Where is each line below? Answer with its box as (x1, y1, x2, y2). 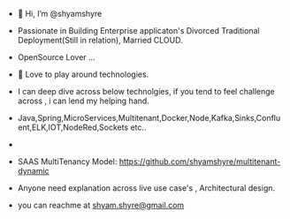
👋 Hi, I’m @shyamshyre (17, 9, 103, 19)
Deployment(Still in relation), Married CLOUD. (17, 35, 183, 45)
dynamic (17, 166, 50, 176)
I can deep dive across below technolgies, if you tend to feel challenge (17, 87, 276, 96)
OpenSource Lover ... (17, 52, 95, 62)
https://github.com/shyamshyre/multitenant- (118, 156, 281, 167)
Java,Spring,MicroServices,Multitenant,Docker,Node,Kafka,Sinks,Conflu (17, 113, 281, 123)
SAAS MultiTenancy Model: (17, 156, 118, 167)
